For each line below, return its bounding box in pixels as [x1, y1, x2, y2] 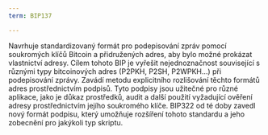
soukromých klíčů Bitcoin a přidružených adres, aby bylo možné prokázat [8, 49, 253, 59]
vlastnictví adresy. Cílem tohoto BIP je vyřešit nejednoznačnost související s [8, 58, 261, 67]
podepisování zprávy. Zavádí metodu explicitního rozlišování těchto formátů [8, 75, 260, 84]
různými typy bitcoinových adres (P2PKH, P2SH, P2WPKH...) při [8, 66, 222, 76]
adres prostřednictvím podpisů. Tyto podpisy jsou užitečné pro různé [8, 84, 238, 93]
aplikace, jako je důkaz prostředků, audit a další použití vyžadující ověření [8, 92, 253, 101]
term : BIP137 [8, 11, 52, 20]
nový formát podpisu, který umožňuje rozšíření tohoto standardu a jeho [8, 109, 245, 119]
